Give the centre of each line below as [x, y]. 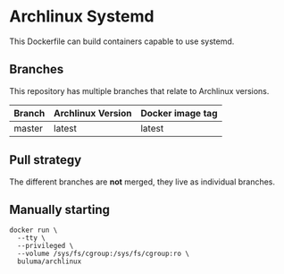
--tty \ [32, 238]
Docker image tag [179, 113]
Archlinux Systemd [82, 17]
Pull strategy [46, 160]
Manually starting [59, 209]
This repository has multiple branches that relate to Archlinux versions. [139, 90]
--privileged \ [46, 246]
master [28, 128]
